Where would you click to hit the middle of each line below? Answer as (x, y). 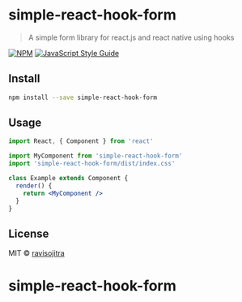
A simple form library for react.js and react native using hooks (131, 37)
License (29, 233)
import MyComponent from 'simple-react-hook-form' (96, 156)
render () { (34, 186)
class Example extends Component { (68, 179)
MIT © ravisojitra (36, 253)
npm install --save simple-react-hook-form (83, 97)
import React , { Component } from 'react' (81, 141)
